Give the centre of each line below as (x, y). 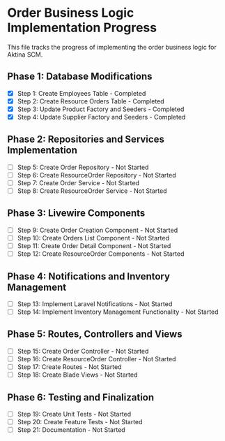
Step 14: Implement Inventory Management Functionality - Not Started (118, 312)
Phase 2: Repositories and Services (86, 139)
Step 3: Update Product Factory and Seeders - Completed (101, 109)
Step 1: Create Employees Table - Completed (82, 93)
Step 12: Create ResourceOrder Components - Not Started (101, 254)
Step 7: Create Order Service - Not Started (78, 182)
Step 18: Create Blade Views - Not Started (77, 375)
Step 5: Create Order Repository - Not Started (83, 167)
